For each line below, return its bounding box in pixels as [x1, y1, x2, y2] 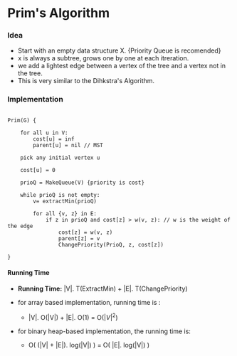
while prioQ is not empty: [20, 191, 100, 198]
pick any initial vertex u [20, 154, 100, 161]
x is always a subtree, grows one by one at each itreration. [17, 54, 189, 63]
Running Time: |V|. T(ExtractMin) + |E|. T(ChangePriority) [17, 284, 188, 293]
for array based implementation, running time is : [17, 298, 161, 306]
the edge [7, 222, 33, 230]
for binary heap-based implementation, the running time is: [17, 327, 191, 335]
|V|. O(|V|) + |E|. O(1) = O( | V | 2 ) [28, 311, 119, 321]
